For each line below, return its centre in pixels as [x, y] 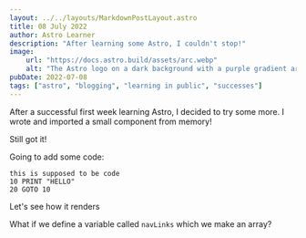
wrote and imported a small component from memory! [111, 121]
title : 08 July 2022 [49, 26]
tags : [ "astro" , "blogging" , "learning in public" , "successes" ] [136, 86]
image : [22, 52]
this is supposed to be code [65, 173]
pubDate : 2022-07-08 [49, 78]
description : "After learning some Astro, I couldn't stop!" [128, 43]
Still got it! [28, 139]
